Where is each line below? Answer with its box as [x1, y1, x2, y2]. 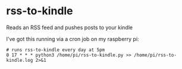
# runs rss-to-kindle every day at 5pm [6, 46, 105, 53]
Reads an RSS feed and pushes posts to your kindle [6, 24, 133, 31]
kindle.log [6, 57, 33, 63]
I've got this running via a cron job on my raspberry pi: [6, 35, 139, 42]
